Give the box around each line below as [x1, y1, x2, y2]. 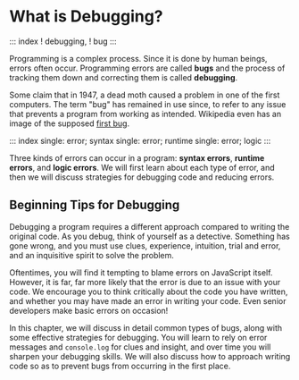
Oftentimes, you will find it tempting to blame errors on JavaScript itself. [9, 266, 273, 278]
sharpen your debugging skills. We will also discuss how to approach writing [9, 350, 291, 361]
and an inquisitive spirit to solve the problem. [9, 249, 174, 260]
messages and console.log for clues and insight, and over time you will [9, 342, 271, 352]
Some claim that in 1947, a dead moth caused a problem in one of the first [9, 89, 280, 100]
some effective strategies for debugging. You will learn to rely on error [9, 332, 268, 342]
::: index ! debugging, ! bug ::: [9, 36, 118, 46]
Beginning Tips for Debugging [9, 198, 180, 213]
